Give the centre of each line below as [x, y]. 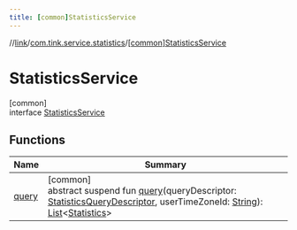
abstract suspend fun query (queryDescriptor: [142, 191]
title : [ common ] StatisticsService [73, 17]
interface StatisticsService [57, 112]
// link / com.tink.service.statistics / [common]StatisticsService [118, 42]
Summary [166, 165]
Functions [38, 139]
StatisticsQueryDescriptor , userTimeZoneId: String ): [155, 202]
